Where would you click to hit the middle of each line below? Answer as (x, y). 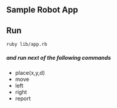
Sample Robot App (42, 10)
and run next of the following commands (59, 57)
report (23, 98)
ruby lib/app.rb (27, 45)
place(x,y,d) (30, 73)
